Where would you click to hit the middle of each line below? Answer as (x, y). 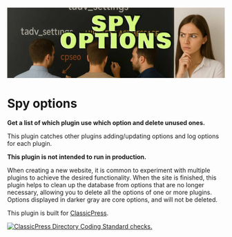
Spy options (42, 104)
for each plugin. (30, 143)
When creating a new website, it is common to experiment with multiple (109, 170)
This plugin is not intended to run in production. (77, 157)
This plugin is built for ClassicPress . (58, 213)
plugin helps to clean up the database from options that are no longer (106, 184)
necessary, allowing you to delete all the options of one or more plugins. (110, 192)
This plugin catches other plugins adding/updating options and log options (113, 136)
